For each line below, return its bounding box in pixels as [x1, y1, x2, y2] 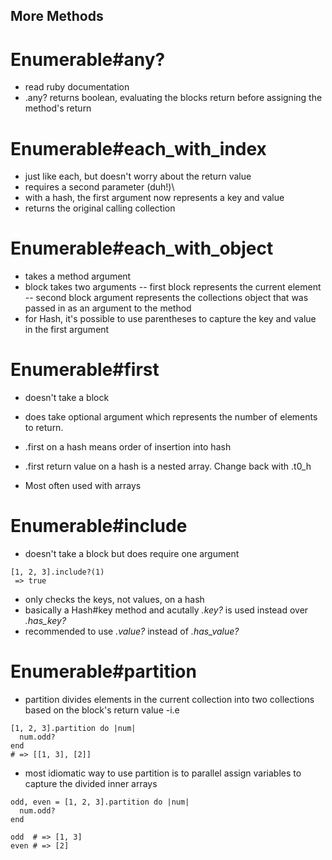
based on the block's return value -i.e [24, 704, 180, 716]
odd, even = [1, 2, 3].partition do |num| [10, 797, 190, 808]
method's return [24, 102, 92, 114]
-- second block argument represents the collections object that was [24, 292, 309, 304]
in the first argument [24, 324, 110, 336]
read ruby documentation [24, 81, 130, 93]
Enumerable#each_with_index [10, 137, 267, 160]
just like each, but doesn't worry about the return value [24, 170, 252, 183]
